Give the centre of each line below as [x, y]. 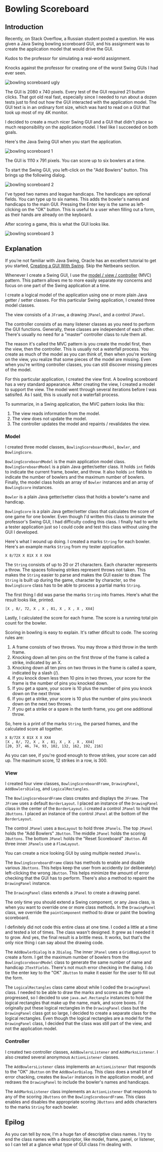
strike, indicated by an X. [37, 663]
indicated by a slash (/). [36, 673]
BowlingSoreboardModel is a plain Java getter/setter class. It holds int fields [80, 467]
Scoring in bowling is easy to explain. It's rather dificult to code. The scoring [81, 632]
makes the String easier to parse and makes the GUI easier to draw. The [78, 575]
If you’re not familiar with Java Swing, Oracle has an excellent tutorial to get [81, 260]
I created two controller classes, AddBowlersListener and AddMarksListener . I [81, 1052]
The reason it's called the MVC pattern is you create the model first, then [78, 343]
